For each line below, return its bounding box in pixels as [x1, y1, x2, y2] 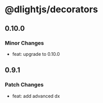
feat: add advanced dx [12, 93, 60, 99]
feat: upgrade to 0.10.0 [12, 51, 60, 57]
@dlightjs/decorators [5, 4, 98, 15]
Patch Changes [5, 81, 44, 88]
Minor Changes [5, 39, 44, 47]
